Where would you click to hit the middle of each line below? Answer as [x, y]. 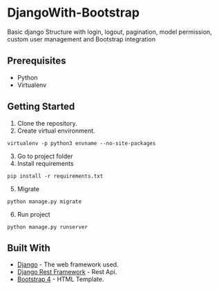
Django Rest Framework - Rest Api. [67, 272]
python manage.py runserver [48, 227]
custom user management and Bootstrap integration [82, 39]
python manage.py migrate [44, 202]
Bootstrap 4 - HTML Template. [60, 279]
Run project [34, 214]
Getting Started [41, 107]
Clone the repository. [47, 123]
